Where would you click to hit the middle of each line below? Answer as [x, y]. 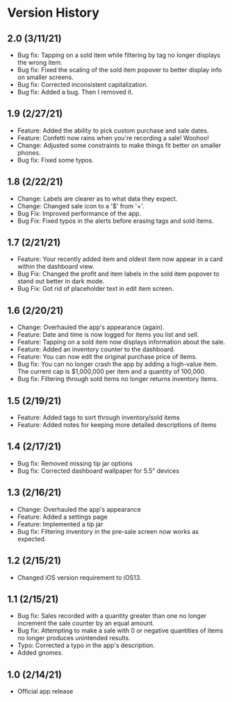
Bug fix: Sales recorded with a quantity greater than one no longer [112, 616]
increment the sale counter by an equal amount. [86, 624]
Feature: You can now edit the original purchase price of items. [107, 357]
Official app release [45, 692]
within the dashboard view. [56, 267]
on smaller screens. [45, 77]
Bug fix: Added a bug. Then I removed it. [75, 92]
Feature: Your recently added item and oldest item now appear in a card [120, 259]
